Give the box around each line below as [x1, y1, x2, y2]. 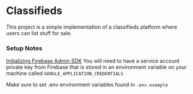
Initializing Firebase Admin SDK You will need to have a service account [6, 57, 180, 65]
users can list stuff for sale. [6, 29, 72, 36]
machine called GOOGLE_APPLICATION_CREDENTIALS [6, 70, 124, 77]
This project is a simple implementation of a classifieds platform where [6, 23, 178, 30]
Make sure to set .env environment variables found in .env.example [6, 81, 168, 88]
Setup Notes [6, 44, 43, 52]
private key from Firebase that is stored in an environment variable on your [6, 64, 187, 71]
